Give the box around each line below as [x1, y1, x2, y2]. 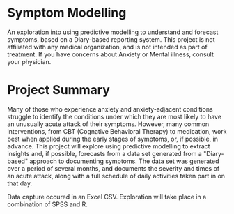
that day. [7, 179, 33, 188]
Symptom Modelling [7, 5, 127, 21]
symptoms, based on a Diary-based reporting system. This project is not [7, 35, 215, 43]
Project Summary [7, 82, 110, 98]
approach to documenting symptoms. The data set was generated [29, 157, 219, 165]
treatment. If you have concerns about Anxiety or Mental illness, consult [7, 50, 214, 59]
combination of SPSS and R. [7, 200, 88, 208]
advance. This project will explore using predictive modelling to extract [7, 142, 210, 151]
